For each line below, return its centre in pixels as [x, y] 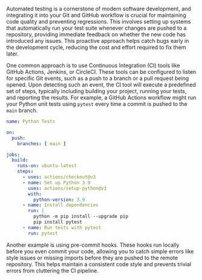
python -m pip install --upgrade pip [81, 217]
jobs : [13, 155]
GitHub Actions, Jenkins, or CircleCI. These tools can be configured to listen [101, 72]
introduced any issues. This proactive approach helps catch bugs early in [98, 41]
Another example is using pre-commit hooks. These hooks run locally [93, 245]
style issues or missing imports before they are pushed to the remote [92, 258]
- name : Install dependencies [60, 205]
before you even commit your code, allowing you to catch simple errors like [100, 251]
